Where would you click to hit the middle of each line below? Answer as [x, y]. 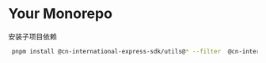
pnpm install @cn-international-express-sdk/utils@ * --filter [116, 51]
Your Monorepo [61, 14]
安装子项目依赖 [32, 36]
